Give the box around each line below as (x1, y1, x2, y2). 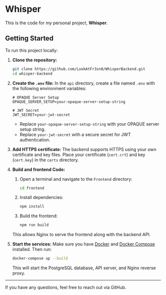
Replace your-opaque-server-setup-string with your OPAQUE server (19, 121, 160, 127)
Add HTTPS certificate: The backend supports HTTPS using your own (12, 146, 157, 152)
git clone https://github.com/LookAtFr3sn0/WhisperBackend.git (12, 66, 146, 71)
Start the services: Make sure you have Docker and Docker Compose (12, 241, 155, 247)
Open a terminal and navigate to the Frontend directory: (19, 176, 132, 182)
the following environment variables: (12, 85, 86, 91)
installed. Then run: (12, 246, 52, 252)
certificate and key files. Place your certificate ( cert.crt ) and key (12, 151, 146, 157)
